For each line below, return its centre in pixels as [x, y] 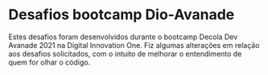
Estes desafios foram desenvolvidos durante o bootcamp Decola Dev [123, 37]
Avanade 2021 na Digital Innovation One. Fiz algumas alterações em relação [134, 45]
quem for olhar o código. [49, 62]
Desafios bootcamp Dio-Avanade [122, 15]
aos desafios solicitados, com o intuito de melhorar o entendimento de [125, 53]
